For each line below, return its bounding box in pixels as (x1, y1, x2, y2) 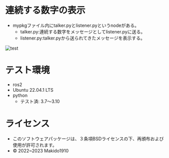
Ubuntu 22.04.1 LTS (12, 87, 54, 93)
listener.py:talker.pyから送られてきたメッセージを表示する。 (20, 35, 146, 41)
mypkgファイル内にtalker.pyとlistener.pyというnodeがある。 (12, 22, 140, 28)
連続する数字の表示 (5, 5, 86, 16)
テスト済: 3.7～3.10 (20, 98, 60, 104)
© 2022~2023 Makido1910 (12, 147, 69, 153)
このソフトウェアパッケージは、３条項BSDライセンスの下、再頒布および (12, 135, 164, 142)
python (12, 92, 28, 98)
